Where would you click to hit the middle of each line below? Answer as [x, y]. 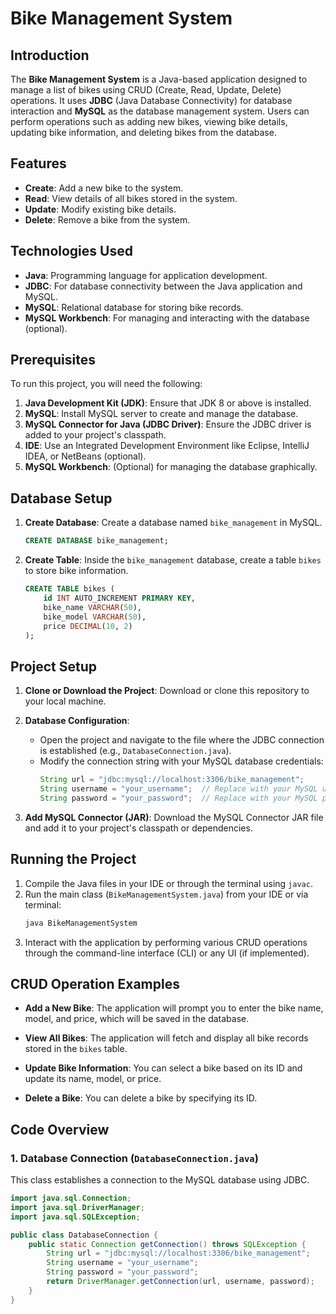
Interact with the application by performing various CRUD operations [166, 942]
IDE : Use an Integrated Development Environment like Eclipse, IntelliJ [167, 446]
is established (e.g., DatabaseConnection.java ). [135, 751]
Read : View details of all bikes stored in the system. [131, 198]
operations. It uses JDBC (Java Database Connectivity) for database [151, 100]
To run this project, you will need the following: [106, 384]
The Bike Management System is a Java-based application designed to [159, 79]
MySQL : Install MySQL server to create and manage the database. [161, 414]
